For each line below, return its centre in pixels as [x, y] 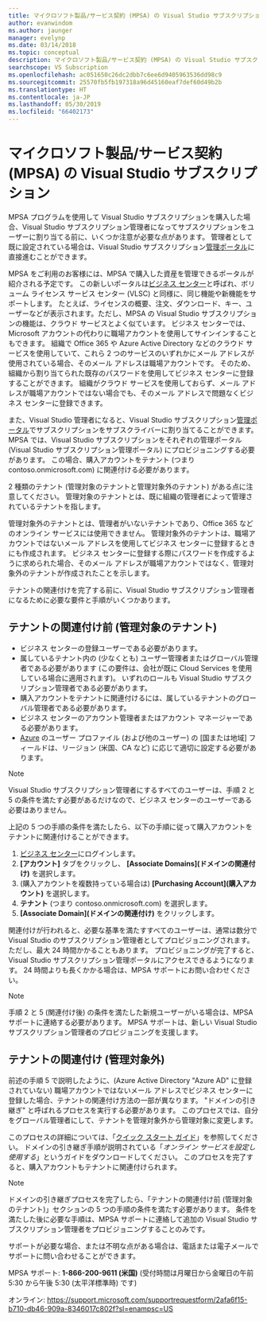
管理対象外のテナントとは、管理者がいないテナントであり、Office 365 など [131, 523]
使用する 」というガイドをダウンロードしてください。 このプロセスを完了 [128, 1157]
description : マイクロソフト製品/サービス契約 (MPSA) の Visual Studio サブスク [133, 60]
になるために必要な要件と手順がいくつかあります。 [91, 600]
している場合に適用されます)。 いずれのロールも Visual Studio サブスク [136, 678]
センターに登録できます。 [65, 403]
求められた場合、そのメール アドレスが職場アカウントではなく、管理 [134, 563]
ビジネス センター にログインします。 [80, 853]
